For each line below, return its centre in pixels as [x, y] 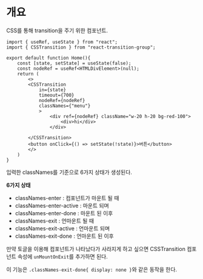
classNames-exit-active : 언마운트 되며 [62, 228]
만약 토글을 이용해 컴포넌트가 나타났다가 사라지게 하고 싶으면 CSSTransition [96, 249]
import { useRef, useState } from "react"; [62, 42]
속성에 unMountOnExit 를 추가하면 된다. [62, 257]
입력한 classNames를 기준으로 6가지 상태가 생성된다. [69, 172]
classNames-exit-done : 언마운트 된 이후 [64, 236]
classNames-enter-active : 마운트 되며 [62, 205]
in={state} [52, 90]
